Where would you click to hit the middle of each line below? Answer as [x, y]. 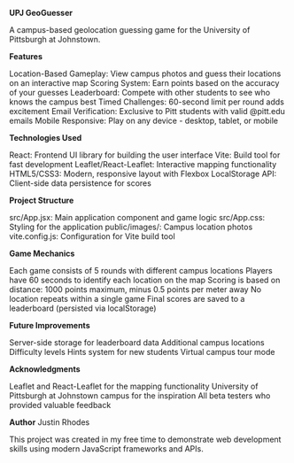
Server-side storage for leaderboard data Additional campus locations [137, 343]
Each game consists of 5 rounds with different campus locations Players [141, 270]
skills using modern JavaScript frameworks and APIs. [106, 449]
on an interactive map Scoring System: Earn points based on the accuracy [144, 83]
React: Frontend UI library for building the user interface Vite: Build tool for [145, 155]
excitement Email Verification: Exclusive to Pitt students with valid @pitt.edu [147, 111]
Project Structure [42, 200]
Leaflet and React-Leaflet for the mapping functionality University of [134, 386]
